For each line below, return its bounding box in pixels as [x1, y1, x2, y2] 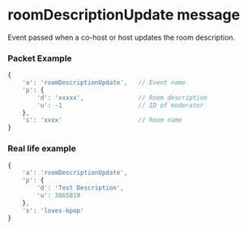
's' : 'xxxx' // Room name [22, 116, 182, 125]
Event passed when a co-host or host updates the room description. [7, 32, 236, 42]
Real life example [7, 143, 76, 155]
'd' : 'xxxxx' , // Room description [36, 93, 207, 102]
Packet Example [7, 53, 72, 64]
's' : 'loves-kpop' [22, 207, 84, 215]
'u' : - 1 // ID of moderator [36, 101, 204, 109]
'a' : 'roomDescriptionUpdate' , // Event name [22, 79, 186, 87]
